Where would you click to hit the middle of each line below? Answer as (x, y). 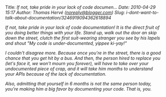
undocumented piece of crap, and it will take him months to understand (79, 69)
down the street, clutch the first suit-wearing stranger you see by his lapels (83, 38)
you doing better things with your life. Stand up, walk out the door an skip (81, 33)
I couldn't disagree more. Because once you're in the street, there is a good (83, 53)
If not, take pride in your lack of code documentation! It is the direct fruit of (82, 27)
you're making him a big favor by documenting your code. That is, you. (78, 89)
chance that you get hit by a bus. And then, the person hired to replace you (83, 58)
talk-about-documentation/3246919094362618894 (58, 18)
